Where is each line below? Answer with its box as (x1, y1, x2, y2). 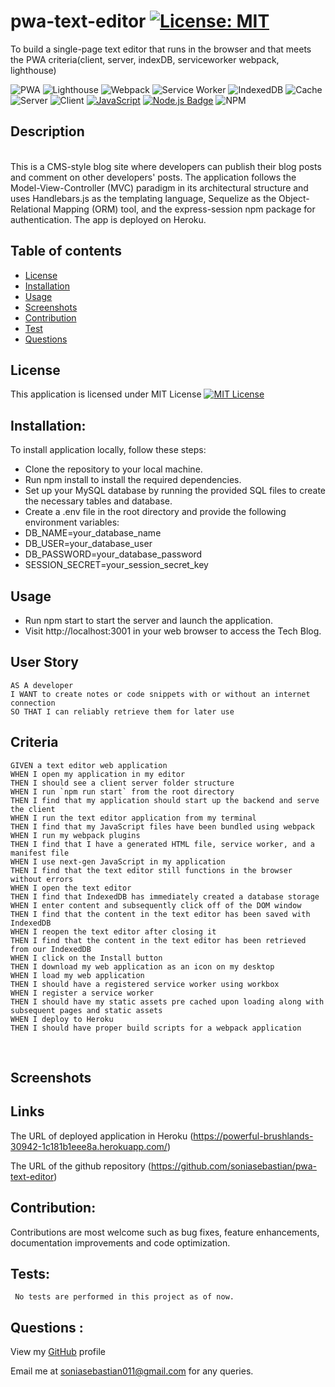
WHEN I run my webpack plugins (10, 830, 141, 840)
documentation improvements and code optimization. (10, 1236, 231, 1249)
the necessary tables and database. (24, 495, 173, 507)
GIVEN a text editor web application (10, 760, 168, 770)
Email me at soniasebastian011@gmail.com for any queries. (10, 1365, 254, 1377)
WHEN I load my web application (10, 970, 145, 980)
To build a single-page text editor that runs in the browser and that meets (10, 43, 312, 55)
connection (10, 698, 56, 708)
